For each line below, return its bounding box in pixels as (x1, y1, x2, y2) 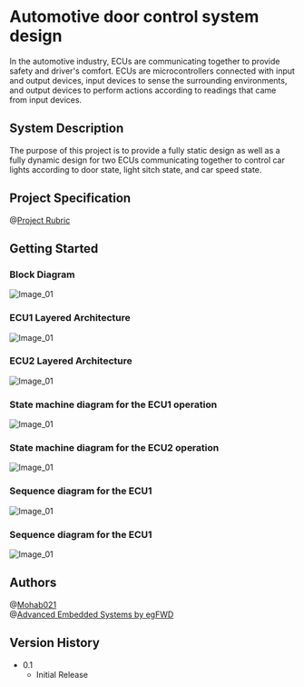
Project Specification (9, 191, 132, 206)
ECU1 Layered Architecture (9, 312, 132, 324)
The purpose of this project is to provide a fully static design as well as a (9, 144, 280, 155)
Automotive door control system (9, 6, 260, 27)
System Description (9, 121, 124, 136)
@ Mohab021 (9, 599, 57, 610)
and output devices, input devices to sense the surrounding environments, (9, 75, 288, 85)
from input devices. (9, 94, 83, 105)
